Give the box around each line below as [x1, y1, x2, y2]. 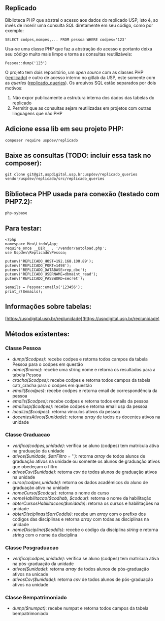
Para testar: [5, 224, 42, 232]
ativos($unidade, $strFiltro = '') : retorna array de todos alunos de [12, 453, 145, 459]
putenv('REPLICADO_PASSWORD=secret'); [5, 276, 85, 281]
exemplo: [5, 27, 24, 34]
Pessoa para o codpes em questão [12, 361, 83, 367]
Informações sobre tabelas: [5, 303, 92, 311]
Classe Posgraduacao [5, 544, 59, 551]
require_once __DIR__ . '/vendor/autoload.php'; [5, 246, 107, 251]
